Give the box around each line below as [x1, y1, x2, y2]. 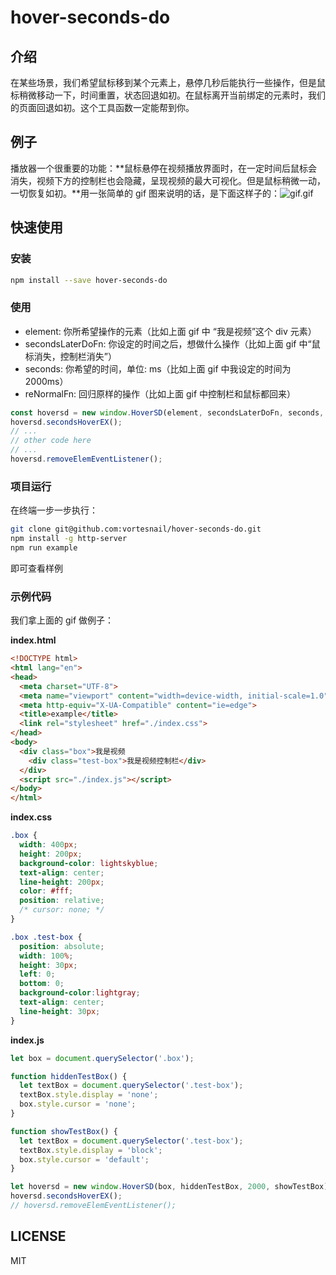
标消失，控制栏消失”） [24, 350, 117, 362]
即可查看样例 [10, 562, 63, 574]
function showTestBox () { [10, 1126, 118, 1136]
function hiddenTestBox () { [10, 1071, 128, 1081]
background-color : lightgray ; [19, 988, 141, 998]
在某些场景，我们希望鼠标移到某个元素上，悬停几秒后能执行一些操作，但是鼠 [10, 77, 326, 88]
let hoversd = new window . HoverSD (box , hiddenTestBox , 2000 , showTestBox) [10, 1182, 329, 1192]
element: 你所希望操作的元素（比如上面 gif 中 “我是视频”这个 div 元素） [24, 325, 317, 337]
